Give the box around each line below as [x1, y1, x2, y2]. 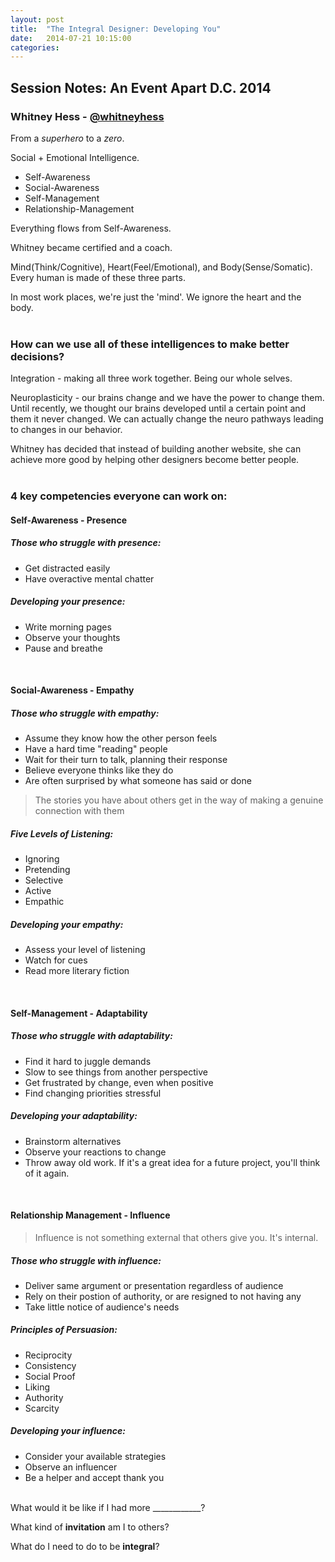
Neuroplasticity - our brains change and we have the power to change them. [10, 392, 325, 404]
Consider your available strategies [24, 1450, 167, 1462]
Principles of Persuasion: [10, 1324, 118, 1336]
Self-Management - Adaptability [10, 1007, 148, 1019]
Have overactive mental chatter [24, 572, 155, 585]
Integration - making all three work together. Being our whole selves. [10, 372, 293, 385]
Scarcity [24, 1402, 60, 1414]
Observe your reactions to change [24, 1146, 167, 1158]
